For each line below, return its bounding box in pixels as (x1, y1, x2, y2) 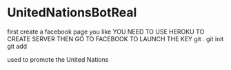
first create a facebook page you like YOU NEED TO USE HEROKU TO (7, 27, 205, 36)
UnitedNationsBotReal (7, 5, 137, 21)
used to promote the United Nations (7, 55, 109, 63)
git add (7, 42, 28, 50)
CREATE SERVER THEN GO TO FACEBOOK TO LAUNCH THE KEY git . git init (7, 34, 224, 43)
